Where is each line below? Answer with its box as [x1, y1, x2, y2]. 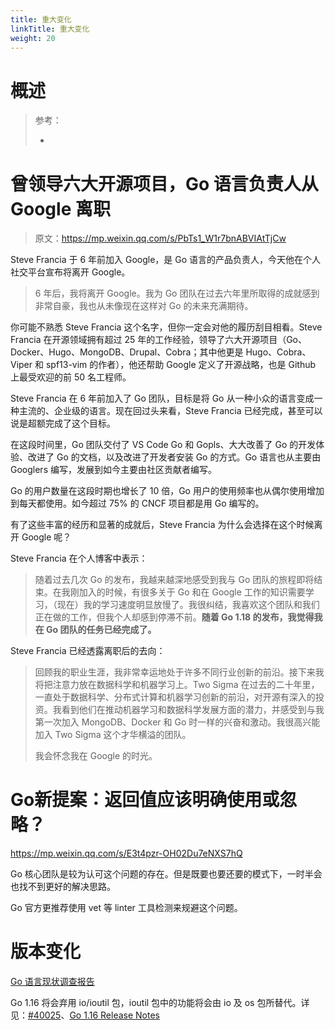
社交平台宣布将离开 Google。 [10, 266, 131, 278]
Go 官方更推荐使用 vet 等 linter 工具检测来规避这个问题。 [10, 902, 243, 914]
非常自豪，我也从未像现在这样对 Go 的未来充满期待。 [34, 300, 254, 312]
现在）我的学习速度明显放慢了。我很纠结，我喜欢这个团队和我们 [56, 599, 320, 611]
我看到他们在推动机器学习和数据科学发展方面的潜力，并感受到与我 [52, 704, 325, 716]
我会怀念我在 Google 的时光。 [34, 750, 158, 762]
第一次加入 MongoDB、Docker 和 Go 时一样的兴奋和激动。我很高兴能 [34, 716, 321, 728]
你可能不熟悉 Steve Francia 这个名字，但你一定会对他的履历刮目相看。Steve [10, 321, 323, 333]
